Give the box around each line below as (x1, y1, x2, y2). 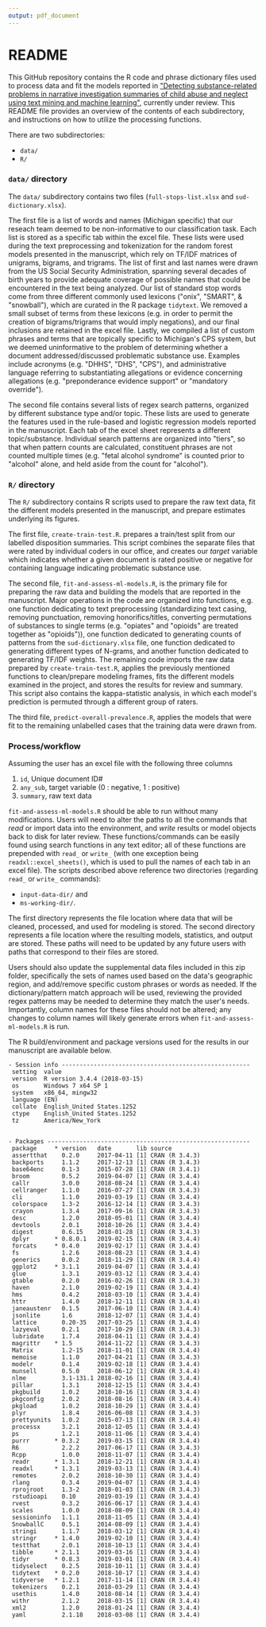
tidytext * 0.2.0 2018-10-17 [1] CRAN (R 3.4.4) (11, 1569, 201, 1578)
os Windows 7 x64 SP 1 (11, 1082, 109, 1090)
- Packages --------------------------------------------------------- (8, 1138, 250, 1146)
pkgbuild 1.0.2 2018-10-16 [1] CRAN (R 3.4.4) (11, 1388, 201, 1396)
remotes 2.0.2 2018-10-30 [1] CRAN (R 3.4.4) (11, 1472, 201, 1480)
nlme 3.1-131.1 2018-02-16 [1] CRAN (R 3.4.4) (11, 1374, 201, 1383)
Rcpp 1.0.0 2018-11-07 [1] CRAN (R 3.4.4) (11, 1451, 201, 1459)
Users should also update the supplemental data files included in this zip (8, 963, 246, 972)
